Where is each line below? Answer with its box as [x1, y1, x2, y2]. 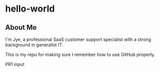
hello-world [5, 3, 55, 15]
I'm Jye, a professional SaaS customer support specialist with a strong [5, 36, 151, 42]
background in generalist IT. [5, 42, 63, 48]
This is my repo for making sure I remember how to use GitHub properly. [5, 51, 155, 57]
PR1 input [5, 61, 25, 67]
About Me [5, 23, 37, 32]
